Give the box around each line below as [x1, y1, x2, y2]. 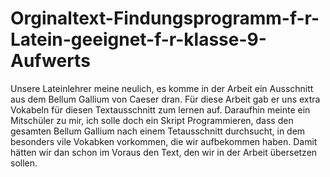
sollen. [10, 157, 38, 169]
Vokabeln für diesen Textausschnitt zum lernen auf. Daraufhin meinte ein [10, 103, 311, 116]
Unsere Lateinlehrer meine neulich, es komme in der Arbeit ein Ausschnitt [10, 82, 314, 94]
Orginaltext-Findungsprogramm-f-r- [10, 7, 320, 30]
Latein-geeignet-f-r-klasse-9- [10, 28, 267, 51]
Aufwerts [10, 50, 91, 72]
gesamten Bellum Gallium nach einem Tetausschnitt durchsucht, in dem [10, 125, 306, 137]
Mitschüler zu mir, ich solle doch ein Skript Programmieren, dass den [10, 114, 294, 126]
